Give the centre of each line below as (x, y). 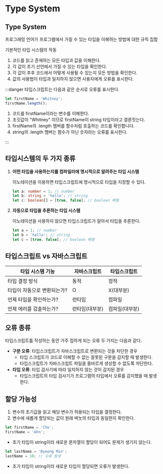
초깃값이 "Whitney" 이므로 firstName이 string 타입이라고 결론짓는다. (79, 120)
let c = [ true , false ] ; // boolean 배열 (53, 239)
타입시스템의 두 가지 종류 (40, 159)
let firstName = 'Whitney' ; (34, 99)
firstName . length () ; (26, 103)
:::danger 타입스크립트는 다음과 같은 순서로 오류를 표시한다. (62, 89)
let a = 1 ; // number (35, 230)
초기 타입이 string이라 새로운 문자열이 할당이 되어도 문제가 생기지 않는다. (82, 442)
